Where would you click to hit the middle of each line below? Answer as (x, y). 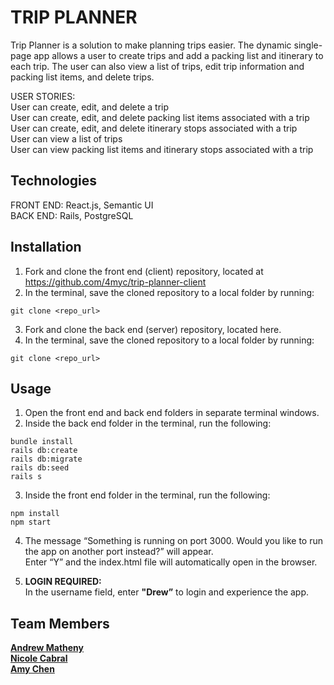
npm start (31, 522)
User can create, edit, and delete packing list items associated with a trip (160, 117)
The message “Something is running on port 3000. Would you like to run (174, 541)
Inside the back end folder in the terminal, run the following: (148, 423)
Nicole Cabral (39, 658)
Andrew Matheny (47, 648)
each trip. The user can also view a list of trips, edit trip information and (157, 66)
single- (308, 45)
